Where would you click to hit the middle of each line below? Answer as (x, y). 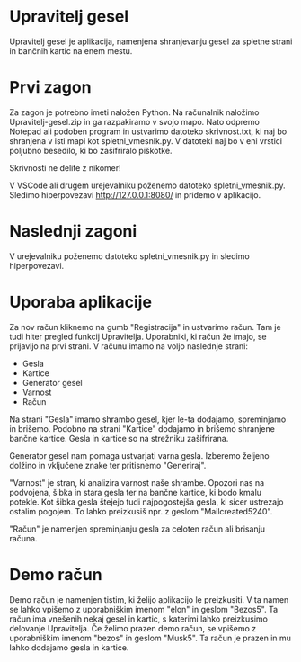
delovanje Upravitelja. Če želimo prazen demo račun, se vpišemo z (133, 628)
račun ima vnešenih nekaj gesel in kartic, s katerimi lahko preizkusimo (138, 619)
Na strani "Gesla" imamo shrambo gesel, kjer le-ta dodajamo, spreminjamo (148, 419)
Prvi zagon (50, 88)
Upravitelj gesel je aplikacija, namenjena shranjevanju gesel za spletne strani (151, 41)
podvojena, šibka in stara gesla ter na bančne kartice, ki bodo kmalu (136, 492)
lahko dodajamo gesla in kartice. (69, 647)
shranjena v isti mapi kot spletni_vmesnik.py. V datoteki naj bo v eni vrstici (146, 140)
